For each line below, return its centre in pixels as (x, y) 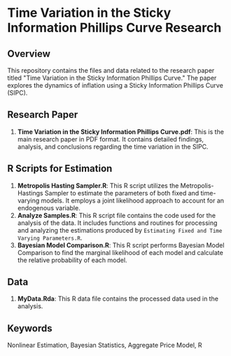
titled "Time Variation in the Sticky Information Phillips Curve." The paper (112, 78)
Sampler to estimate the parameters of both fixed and (122, 193)
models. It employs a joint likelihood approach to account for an (133, 200)
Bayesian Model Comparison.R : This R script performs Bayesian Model (121, 245)
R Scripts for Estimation (60, 169)
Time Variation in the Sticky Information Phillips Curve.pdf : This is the (120, 132)
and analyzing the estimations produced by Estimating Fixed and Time (120, 230)
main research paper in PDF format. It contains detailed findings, (111, 139)
